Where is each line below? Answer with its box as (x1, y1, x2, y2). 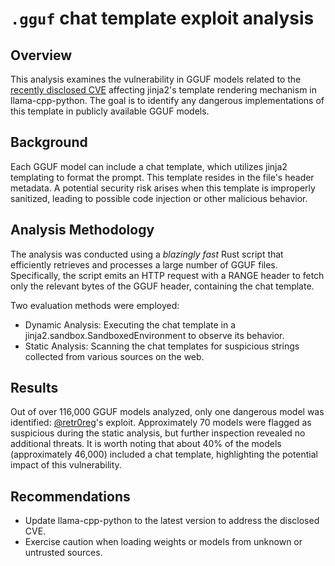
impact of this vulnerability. (10, 459, 122, 471)
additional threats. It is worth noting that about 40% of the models (10, 438, 282, 450)
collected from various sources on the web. (24, 350, 205, 362)
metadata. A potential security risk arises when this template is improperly (10, 182, 316, 194)
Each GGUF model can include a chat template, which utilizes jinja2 (10, 160, 288, 172)
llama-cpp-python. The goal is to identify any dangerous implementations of (10, 95, 325, 106)
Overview (10, 47, 73, 64)
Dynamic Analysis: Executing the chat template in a (24, 318, 237, 331)
